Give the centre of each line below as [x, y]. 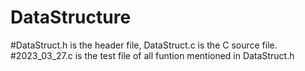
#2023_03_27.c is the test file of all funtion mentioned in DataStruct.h [152, 55]
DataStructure [71, 17]
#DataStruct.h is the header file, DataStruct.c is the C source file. [144, 45]
